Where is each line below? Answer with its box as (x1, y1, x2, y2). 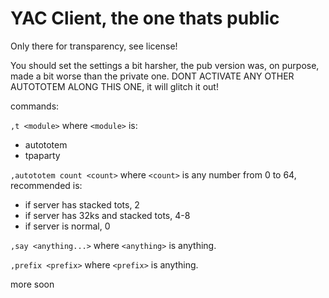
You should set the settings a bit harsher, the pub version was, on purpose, (10, 59, 320, 71)
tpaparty (24, 149, 61, 161)
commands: (10, 100, 60, 112)
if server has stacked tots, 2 (24, 198, 140, 211)
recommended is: (10, 179, 83, 191)
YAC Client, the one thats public (10, 7, 280, 30)
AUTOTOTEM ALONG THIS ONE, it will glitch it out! (10, 80, 219, 92)
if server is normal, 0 (24, 220, 111, 232)
